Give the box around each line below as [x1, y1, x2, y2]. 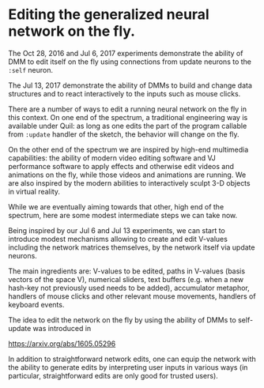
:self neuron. [8, 65, 54, 74]
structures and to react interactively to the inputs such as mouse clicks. [8, 89, 241, 98]
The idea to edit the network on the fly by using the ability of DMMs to [8, 315, 237, 325]
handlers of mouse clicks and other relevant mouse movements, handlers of [8, 291, 256, 301]
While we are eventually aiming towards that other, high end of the [8, 202, 224, 211]
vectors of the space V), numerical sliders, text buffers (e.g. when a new [8, 274, 244, 284]
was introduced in [32, 323, 92, 333]
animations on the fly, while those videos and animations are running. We [8, 170, 247, 179]
